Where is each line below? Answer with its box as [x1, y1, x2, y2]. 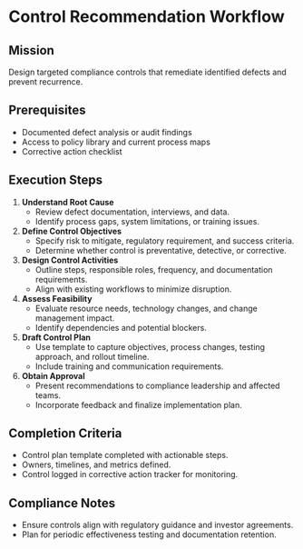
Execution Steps [8, 173, 103, 188]
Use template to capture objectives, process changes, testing [34, 341, 265, 352]
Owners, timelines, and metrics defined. [21, 459, 171, 470]
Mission [8, 43, 55, 58]
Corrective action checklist [21, 145, 123, 156]
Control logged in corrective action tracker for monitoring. [21, 469, 239, 480]
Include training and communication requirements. [34, 361, 224, 372]
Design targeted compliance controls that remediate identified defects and [8, 66, 287, 77]
